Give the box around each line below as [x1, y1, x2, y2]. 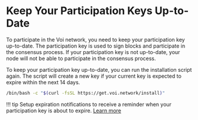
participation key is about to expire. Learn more [6, 107, 122, 114]
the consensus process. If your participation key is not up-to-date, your [6, 48, 180, 55]
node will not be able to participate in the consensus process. [6, 55, 157, 62]
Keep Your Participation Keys [6, 4, 152, 18]
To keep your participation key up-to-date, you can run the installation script [6, 66, 192, 73]
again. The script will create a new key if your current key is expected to [6, 72, 182, 79]
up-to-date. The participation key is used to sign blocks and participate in [6, 42, 186, 49]
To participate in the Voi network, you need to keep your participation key [6, 36, 185, 43]
